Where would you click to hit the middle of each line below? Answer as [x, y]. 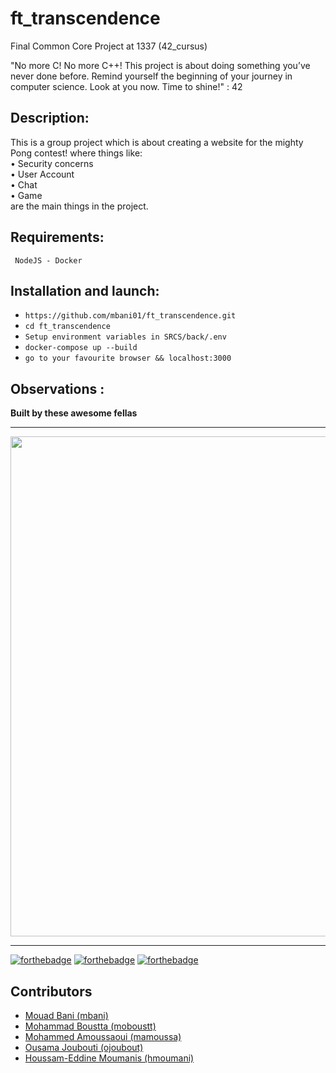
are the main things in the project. [79, 206]
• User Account [42, 174]
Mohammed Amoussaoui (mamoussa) [103, 1036]
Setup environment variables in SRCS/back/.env [125, 337]
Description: [50, 118]
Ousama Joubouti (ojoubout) [84, 1047]
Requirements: [57, 237]
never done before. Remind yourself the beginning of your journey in [151, 76]
